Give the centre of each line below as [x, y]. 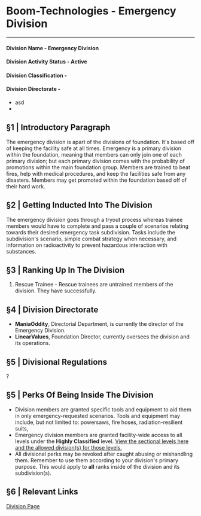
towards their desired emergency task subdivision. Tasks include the [91, 232]
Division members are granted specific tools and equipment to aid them [103, 409]
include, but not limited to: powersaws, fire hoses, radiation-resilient [99, 422]
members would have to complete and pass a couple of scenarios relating [97, 226]
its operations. [33, 343]
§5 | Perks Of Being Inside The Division [80, 395]
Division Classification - [37, 75]
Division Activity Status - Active [47, 62]
